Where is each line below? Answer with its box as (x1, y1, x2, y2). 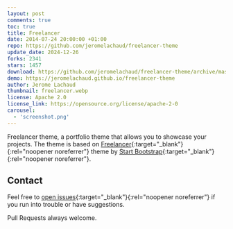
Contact (7, 175, 43, 187)
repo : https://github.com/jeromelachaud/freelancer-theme (7, 42, 178, 49)
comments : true (7, 17, 51, 24)
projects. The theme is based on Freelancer (7, 139, 132, 148)
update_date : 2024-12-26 (7, 49, 79, 56)
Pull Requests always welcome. (7, 214, 97, 222)
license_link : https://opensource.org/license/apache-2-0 (7, 101, 178, 108)
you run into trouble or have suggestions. (7, 201, 125, 209)
